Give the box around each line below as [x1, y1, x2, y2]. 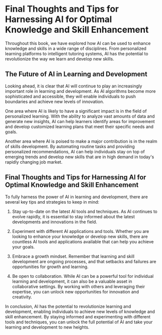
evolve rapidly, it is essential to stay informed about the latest [12, 213, 135, 219]
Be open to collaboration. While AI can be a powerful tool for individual [12, 273, 154, 279]
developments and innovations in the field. [12, 219, 97, 225]
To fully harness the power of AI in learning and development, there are [5, 194, 148, 200]
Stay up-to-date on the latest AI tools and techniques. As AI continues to [12, 209, 158, 214]
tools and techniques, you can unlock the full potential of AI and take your [5, 319, 153, 325]
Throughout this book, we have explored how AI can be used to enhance [5, 40, 151, 46]
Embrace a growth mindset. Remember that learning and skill [12, 253, 135, 259]
